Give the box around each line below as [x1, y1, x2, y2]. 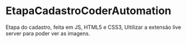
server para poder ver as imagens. [5, 29, 91, 37]
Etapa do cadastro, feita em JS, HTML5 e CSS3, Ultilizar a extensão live [5, 24, 182, 31]
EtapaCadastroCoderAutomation [5, 4, 172, 18]
